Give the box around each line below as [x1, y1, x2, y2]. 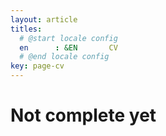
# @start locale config [19, 33, 118, 43]
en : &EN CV [19, 42, 118, 53]
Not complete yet [10, 104, 157, 127]
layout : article [10, 14, 78, 25]
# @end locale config [19, 52, 110, 62]
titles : [10, 24, 43, 34]
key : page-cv [10, 61, 65, 71]
